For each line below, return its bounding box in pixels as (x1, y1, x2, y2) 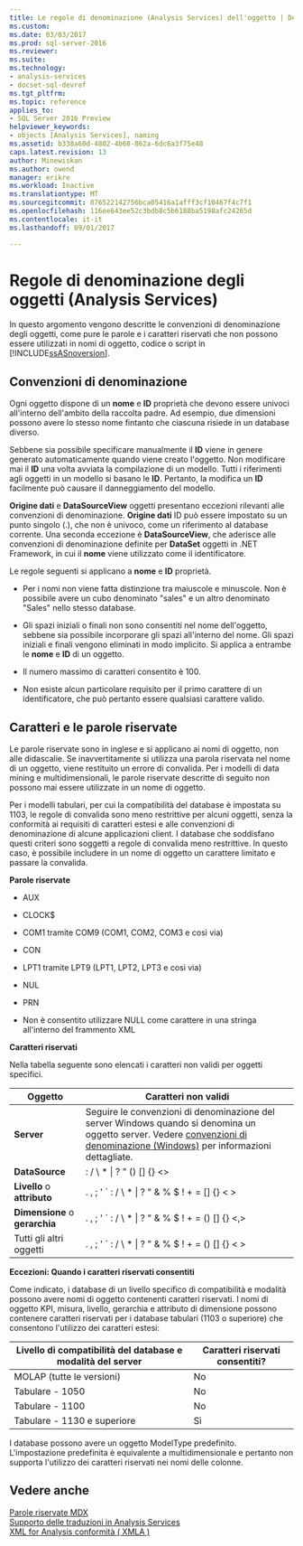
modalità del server (56, 1355, 142, 1368)
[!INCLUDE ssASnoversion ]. (9, 348, 110, 359)
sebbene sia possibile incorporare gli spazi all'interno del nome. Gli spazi (22, 630, 294, 641)
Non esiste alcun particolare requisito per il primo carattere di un (22, 684, 262, 695)
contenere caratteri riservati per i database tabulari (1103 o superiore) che (9, 1313, 284, 1324)
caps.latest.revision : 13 (9, 147, 106, 156)
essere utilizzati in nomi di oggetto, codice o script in (9, 338, 206, 349)
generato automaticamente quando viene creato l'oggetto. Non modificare (9, 454, 286, 465)
